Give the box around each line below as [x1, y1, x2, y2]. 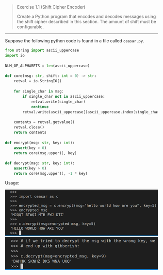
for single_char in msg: [14, 89, 64, 94]
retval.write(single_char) [31, 99, 86, 104]
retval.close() [14, 125, 45, 130]
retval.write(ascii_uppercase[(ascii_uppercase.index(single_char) [22, 110, 162, 114]
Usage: [5, 180, 19, 185]
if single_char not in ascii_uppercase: [22, 94, 105, 99]
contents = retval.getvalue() [14, 120, 75, 125]
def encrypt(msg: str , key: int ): [5, 140, 75, 145]
